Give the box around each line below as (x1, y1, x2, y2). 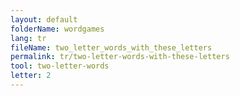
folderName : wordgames (10, 24, 105, 34)
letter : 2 (10, 71, 52, 81)
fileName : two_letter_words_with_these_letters (10, 42, 213, 53)
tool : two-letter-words (10, 61, 110, 71)
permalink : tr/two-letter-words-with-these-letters (10, 52, 230, 62)
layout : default (10, 14, 78, 25)
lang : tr (10, 33, 47, 43)
